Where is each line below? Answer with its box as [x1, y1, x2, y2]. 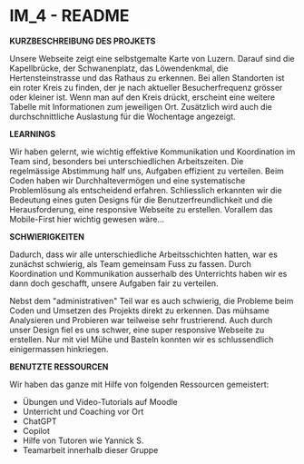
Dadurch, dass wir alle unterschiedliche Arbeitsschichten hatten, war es [9, 249, 279, 260]
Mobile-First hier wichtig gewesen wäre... [9, 213, 165, 224]
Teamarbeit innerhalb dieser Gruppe [22, 444, 159, 455]
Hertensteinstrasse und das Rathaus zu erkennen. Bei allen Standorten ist [9, 72, 285, 83]
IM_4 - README [9, 5, 130, 26]
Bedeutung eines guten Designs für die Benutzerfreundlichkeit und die [9, 194, 273, 205]
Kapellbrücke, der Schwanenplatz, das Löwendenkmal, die [9, 63, 229, 74]
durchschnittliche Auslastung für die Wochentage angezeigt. [9, 111, 236, 122]
